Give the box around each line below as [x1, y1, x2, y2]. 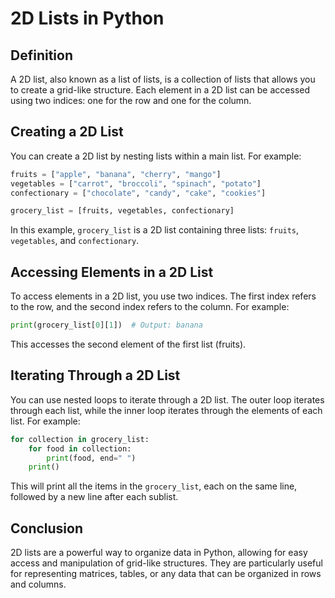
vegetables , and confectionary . [10, 235, 140, 247]
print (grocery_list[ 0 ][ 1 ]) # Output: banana [10, 320, 203, 331]
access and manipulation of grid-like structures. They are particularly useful [10, 557, 323, 569]
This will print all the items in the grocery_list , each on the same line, [10, 480, 298, 492]
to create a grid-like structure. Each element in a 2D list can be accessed [10, 84, 311, 96]
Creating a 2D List [10, 123, 124, 141]
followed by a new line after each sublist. [10, 491, 179, 503]
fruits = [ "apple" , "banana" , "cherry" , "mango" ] [10, 169, 222, 179]
